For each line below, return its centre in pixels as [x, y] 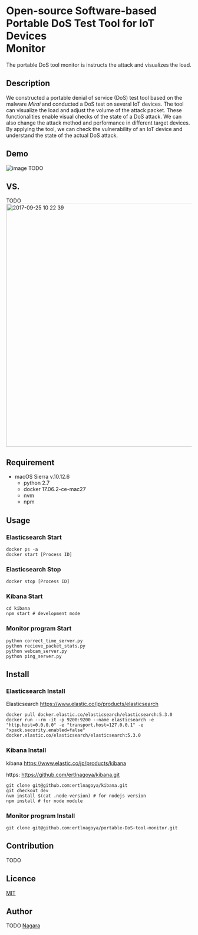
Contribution [30, 846]
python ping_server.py [34, 656]
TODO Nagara [23, 926]
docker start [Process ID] [39, 554]
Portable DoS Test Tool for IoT [80, 23]
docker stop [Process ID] [38, 582]
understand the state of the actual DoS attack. [62, 135]
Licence [21, 879]
